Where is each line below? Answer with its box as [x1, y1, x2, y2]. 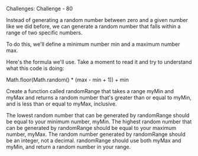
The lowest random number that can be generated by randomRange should [6, 112, 190, 119]
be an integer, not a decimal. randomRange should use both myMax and [6, 137, 181, 144]
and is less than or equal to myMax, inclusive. [6, 100, 117, 107]
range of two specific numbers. [6, 29, 83, 36]
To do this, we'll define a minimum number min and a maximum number [6, 41, 180, 47]
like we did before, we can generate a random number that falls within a [6, 23, 181, 30]
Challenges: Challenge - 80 [6, 5, 73, 12]
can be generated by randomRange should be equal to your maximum [6, 125, 177, 131]
